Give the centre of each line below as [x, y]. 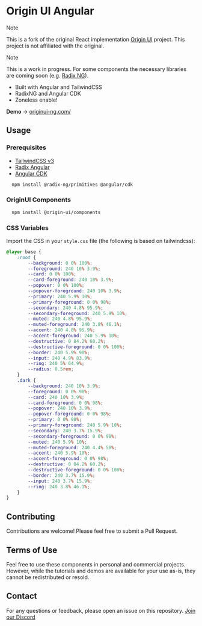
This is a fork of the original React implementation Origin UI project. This [96, 39]
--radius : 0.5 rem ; [51, 369]
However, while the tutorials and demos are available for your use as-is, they [101, 571]
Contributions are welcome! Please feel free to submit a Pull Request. [92, 531]
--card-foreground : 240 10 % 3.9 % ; [71, 280]
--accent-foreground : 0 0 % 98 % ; [69, 459]
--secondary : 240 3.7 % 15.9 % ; [66, 431]
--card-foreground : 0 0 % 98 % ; [66, 403]
